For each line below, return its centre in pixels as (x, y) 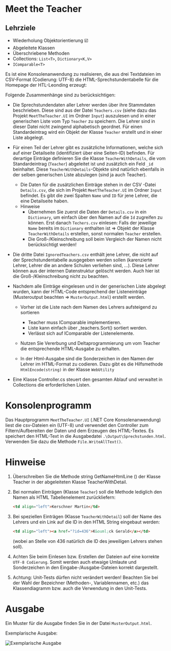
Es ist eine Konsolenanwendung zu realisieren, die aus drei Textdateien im (83, 74)
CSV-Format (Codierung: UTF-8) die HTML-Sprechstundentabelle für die (82, 79)
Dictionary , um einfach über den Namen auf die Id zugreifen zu (95, 217)
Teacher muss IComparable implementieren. (75, 322)
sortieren (30, 312)
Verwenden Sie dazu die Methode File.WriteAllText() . (64, 441)
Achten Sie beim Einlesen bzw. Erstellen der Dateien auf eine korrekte (86, 556)
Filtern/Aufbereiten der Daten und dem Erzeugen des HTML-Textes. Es (80, 431)
